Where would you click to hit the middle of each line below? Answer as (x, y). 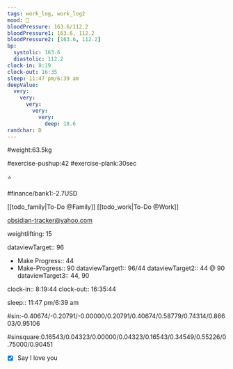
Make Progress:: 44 (46, 261)
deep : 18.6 (60, 124)
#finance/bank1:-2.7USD (42, 194)
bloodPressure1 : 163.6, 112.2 (51, 33)
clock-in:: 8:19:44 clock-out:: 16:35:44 (62, 289)
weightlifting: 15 (30, 234)
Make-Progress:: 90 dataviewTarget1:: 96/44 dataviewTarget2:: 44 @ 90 (121, 268)
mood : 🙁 (18, 20)
